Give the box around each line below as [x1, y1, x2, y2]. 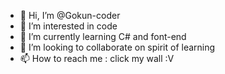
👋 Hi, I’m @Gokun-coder [19, 10, 121, 21]
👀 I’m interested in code [19, 20, 118, 32]
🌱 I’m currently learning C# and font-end [19, 31, 187, 42]
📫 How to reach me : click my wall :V [19, 53, 175, 64]
